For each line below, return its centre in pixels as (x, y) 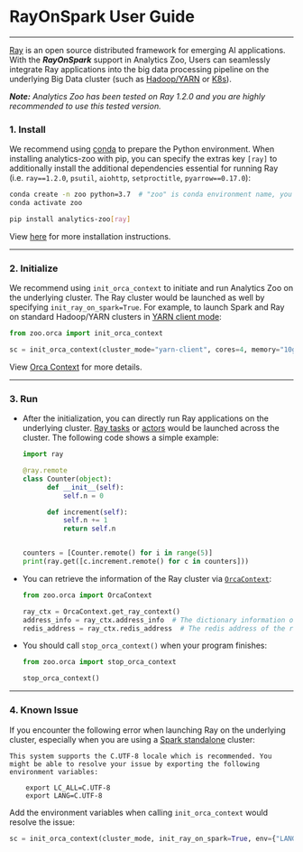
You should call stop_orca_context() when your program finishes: (145, 646)
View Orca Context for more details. (76, 367)
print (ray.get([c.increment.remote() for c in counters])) (136, 562)
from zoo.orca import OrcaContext (87, 595)
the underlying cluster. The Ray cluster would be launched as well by (137, 298)
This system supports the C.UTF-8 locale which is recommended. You (141, 756)
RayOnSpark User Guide (102, 17)
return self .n (89, 529)
